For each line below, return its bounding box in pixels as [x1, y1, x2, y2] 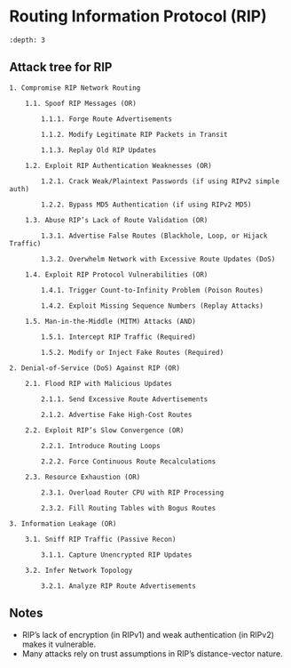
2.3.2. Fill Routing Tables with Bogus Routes [41, 503, 216, 512]
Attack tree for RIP [9, 60, 113, 75]
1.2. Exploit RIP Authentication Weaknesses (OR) [25, 161, 213, 170]
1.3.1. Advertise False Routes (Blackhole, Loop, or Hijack [41, 231, 268, 240]
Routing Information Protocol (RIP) [9, 6, 268, 27]
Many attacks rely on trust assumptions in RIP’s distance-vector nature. [21, 648, 283, 659]
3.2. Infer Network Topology [25, 566, 133, 575]
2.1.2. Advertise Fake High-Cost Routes [41, 410, 193, 419]
